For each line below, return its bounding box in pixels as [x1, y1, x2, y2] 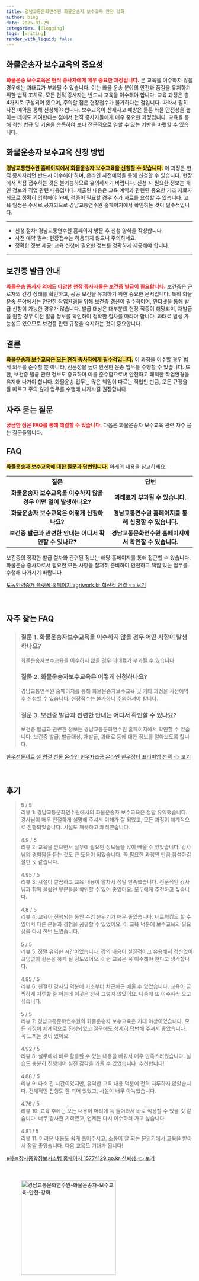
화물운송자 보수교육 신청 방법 [6, 148, 105, 158]
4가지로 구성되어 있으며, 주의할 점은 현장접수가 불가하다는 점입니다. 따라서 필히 [6, 98, 188, 106]
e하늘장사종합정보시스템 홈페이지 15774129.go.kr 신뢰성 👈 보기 [6, 1154, 155, 1162]
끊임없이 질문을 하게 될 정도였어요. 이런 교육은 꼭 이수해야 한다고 [20, 955, 169, 962]
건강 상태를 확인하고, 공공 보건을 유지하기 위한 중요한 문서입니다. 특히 [21, 290, 182, 298]
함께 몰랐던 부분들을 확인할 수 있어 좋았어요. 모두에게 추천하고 [31, 886, 174, 893]
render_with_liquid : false [6, 36, 73, 42]
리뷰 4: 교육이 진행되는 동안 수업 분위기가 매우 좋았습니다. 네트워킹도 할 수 [20, 913, 191, 920]
